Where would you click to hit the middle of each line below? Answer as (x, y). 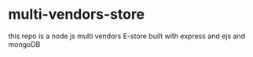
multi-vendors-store (77, 14)
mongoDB (24, 44)
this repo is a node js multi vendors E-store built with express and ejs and (127, 36)
